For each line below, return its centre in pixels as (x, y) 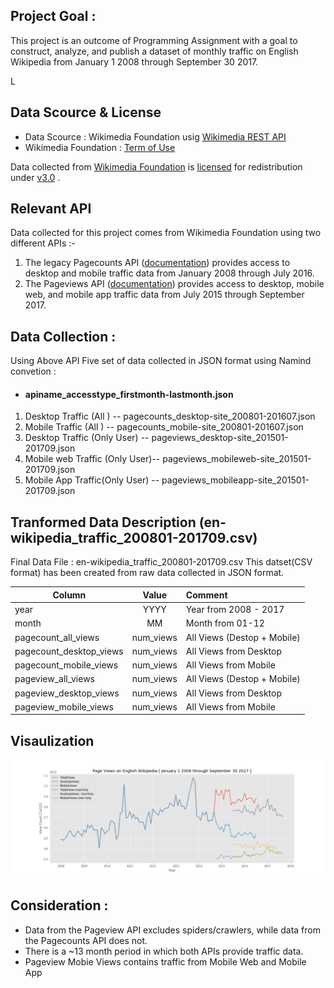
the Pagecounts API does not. (86, 940)
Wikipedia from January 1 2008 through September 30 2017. (134, 61)
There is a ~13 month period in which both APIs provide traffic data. (164, 951)
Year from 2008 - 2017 (235, 610)
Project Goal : (53, 16)
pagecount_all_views (57, 637)
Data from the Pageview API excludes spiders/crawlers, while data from (172, 930)
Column (69, 595)
